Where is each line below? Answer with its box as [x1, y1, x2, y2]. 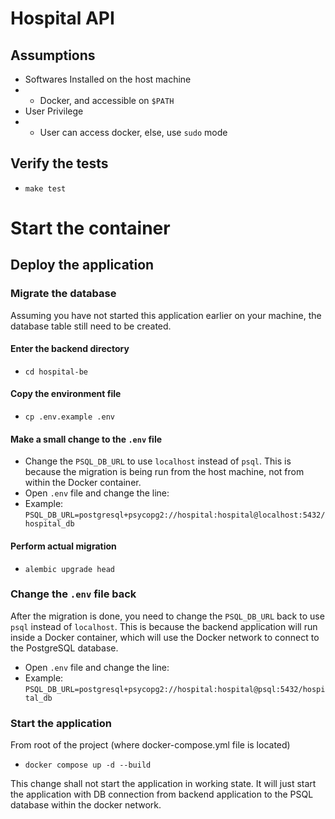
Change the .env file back [10, 587, 137, 601]
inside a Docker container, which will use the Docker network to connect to [10, 631, 320, 643]
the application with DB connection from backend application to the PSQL [10, 788, 314, 801]
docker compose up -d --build [24, 760, 152, 771]
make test [24, 183, 67, 194]
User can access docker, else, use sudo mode [39, 127, 228, 138]
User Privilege [24, 105, 84, 117]
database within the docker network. [10, 799, 162, 811]
